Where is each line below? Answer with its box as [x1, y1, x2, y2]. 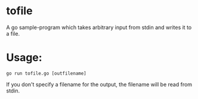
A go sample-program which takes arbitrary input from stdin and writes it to [6, 24, 192, 31]
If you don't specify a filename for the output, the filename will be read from [6, 81, 193, 88]
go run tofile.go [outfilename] [6, 70, 86, 76]
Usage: [6, 51, 43, 65]
